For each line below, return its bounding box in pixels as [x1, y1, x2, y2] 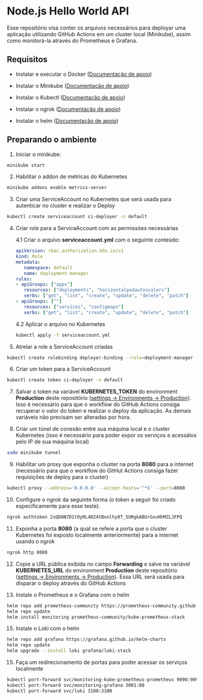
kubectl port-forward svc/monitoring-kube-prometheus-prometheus [7, 677, 174, 683]
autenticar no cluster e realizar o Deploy [15, 202, 115, 209]
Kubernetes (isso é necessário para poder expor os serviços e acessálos [15, 432, 197, 439]
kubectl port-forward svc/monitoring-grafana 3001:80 [7, 682, 145, 688]
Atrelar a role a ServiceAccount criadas [15, 343, 113, 350]
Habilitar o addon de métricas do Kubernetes [15, 173, 128, 180]
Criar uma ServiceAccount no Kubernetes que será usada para [15, 196, 172, 203]
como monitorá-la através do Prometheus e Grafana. [7, 37, 138, 44]
